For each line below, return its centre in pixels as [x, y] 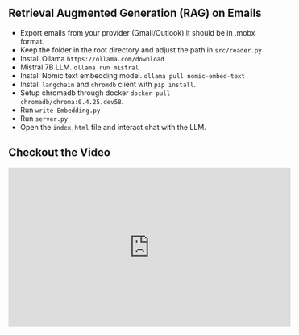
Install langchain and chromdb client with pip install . [108, 84]
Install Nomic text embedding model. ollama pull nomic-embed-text [133, 75]
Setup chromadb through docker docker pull [95, 93]
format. [32, 41]
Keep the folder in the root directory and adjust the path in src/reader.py [141, 50]
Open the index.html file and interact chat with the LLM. [113, 127]
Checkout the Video [60, 153]
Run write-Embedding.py [60, 110]
